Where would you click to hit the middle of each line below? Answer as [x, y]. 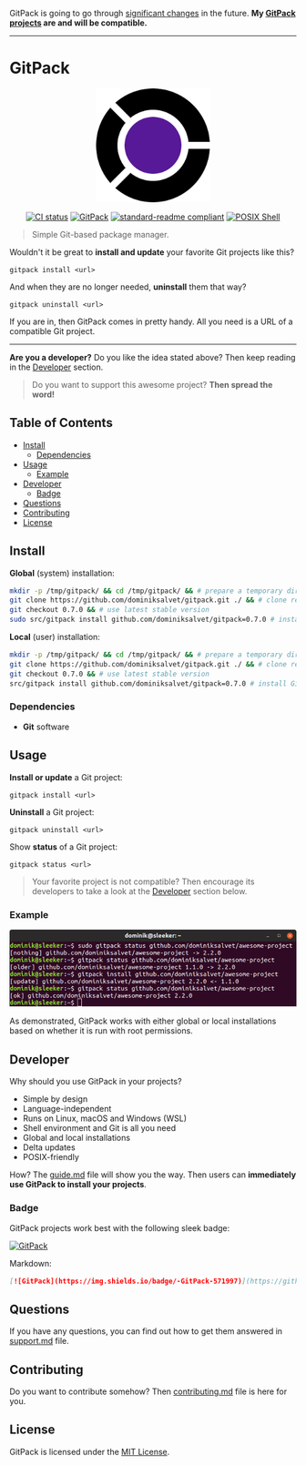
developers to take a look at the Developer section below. [139, 891]
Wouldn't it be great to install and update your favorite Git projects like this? [152, 252]
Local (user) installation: [55, 637]
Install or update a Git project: [66, 777]
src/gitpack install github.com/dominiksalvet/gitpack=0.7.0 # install [148, 683]
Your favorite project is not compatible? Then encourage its [143, 881]
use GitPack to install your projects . [78, 1185]
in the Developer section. [56, 367]
